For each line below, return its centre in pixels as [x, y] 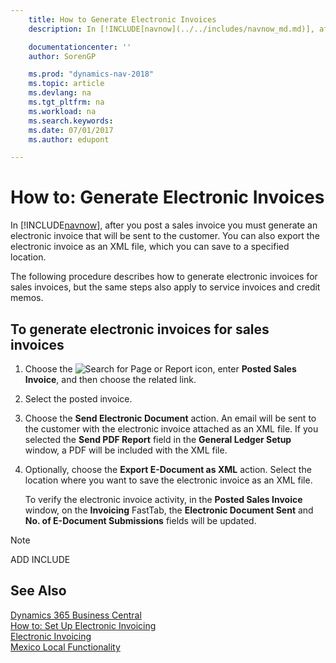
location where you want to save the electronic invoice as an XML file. [168, 480]
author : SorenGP [62, 56]
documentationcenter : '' [80, 47]
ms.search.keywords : [71, 121]
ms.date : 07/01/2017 [71, 130]
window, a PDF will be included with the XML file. [126, 450]
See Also [38, 591]
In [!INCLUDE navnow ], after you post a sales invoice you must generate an [164, 225]
